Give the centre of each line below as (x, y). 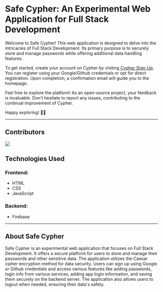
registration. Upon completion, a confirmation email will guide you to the (77, 78)
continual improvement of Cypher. (39, 103)
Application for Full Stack (57, 19)
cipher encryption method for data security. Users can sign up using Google (81, 263)
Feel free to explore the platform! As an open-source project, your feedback (81, 93)
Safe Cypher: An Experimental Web (78, 9)
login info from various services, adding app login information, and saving (79, 274)
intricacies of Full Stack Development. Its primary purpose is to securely (77, 48)
